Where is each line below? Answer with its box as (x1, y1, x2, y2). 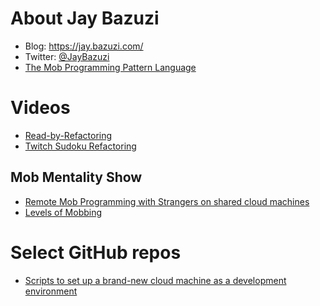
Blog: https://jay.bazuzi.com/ (24, 40, 144, 52)
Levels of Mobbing (24, 206, 103, 218)
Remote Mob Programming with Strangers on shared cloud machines (24, 195, 310, 207)
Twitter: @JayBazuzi (24, 50, 110, 62)
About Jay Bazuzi (10, 7, 160, 30)
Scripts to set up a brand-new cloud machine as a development (24, 274, 287, 286)
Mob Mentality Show (10, 169, 143, 186)
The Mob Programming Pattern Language (24, 61, 197, 73)
